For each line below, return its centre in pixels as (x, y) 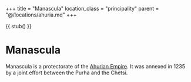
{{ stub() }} (19, 26)
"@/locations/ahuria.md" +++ (41, 15)
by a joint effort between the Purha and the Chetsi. (67, 73)
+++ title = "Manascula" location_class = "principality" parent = (82, 9)
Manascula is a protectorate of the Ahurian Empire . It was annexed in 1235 (95, 66)
